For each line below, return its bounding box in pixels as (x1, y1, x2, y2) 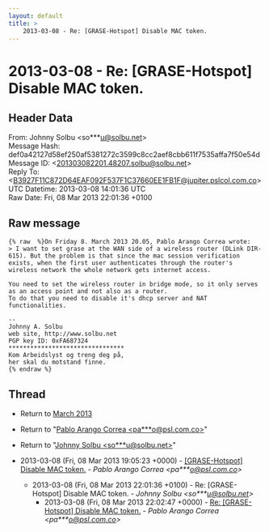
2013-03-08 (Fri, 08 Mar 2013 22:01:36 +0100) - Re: (32, 480, 206, 490)
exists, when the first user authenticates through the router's (8, 259, 233, 267)
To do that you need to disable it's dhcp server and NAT (8, 295, 208, 303)
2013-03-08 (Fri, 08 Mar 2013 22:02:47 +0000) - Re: (44, 497, 221, 507)
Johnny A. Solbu (8, 323, 63, 331)
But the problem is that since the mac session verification (29, 252, 241, 260)
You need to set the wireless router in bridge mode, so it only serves (8, 280, 258, 288)
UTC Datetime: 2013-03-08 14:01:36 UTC (8, 184, 146, 194)
